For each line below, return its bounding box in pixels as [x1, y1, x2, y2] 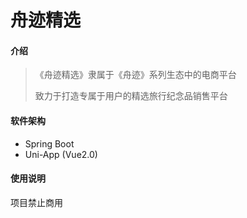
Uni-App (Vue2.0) [24, 148, 98, 160]
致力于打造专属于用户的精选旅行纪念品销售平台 [34, 90, 228, 102]
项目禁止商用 [10, 196, 63, 208]
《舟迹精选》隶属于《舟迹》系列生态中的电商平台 [34, 69, 237, 81]
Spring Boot [24, 137, 75, 150]
